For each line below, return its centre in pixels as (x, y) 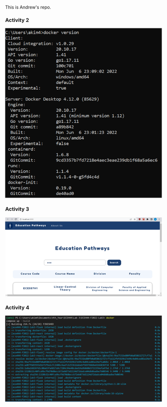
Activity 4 (17, 307)
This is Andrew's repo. (28, 7)
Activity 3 (17, 209)
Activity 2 (17, 20)
